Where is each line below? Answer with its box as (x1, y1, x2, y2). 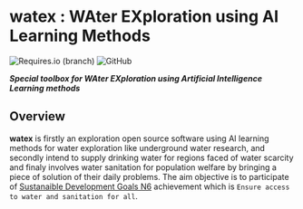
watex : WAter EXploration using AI (9, 6, 279, 27)
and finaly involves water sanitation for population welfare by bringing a (9, 161, 277, 173)
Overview (9, 109, 66, 124)
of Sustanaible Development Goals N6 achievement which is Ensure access (9, 181, 290, 192)
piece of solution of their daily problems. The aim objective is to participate (9, 171, 289, 182)
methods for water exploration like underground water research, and (9, 142, 266, 153)
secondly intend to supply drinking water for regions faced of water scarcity (9, 152, 294, 163)
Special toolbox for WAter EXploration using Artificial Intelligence (9, 72, 263, 83)
